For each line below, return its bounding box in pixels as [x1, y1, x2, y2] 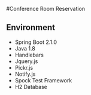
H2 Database [14, 83, 48, 90]
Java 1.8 [14, 44, 36, 52]
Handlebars [14, 51, 44, 58]
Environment [6, 22, 56, 32]
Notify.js [14, 70, 36, 78]
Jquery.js [14, 57, 38, 65]
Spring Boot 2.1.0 [14, 38, 57, 46]
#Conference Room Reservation [6, 5, 86, 12]
